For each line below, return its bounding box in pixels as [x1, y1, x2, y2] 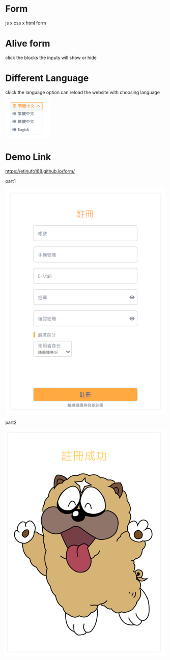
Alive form [5, 38, 50, 49]
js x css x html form [5, 20, 46, 26]
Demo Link [5, 151, 51, 163]
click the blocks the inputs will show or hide [5, 54, 97, 61]
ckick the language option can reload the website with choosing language [5, 89, 160, 95]
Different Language [5, 72, 89, 84]
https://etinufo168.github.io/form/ [5, 168, 75, 174]
